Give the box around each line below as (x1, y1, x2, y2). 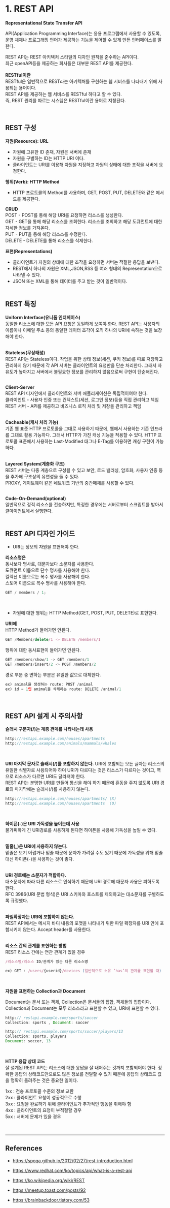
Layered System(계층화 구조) (5, 460, 65, 467)
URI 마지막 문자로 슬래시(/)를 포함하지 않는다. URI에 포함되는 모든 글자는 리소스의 (5, 761, 164, 767)
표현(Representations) (5, 248, 53, 254)
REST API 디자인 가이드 (5, 529, 75, 538)
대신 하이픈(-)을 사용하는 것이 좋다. (5, 856, 74, 862)
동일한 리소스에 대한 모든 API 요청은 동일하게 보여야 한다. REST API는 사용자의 (5, 321, 160, 327)
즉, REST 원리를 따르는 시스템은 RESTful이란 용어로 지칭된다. (5, 97, 126, 103)
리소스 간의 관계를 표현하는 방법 (5, 942, 67, 948)
